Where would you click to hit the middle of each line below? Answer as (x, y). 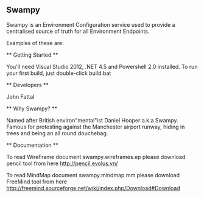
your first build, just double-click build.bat (59, 73)
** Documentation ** (33, 145)
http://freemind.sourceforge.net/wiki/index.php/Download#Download (93, 188)
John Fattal (20, 96)
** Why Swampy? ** (32, 108)
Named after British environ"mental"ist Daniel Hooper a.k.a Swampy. (92, 120)
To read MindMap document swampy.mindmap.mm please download (93, 175)
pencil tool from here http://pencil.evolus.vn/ (62, 163)
